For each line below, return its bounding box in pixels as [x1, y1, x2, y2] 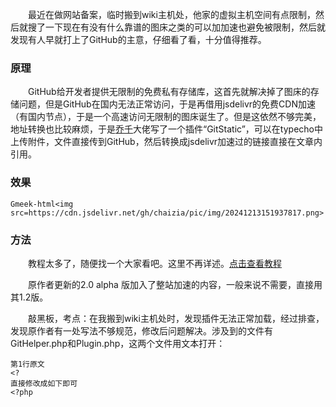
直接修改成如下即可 [10, 378, 78, 388]
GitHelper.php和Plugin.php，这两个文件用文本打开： [10, 337, 226, 349]
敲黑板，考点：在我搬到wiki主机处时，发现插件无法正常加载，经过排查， [28, 312, 325, 324]
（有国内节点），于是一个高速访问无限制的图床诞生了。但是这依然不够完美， [10, 111, 322, 123]
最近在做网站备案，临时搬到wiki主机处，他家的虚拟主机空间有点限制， [28, 9, 316, 20]
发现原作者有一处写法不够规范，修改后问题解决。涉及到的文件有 [10, 324, 273, 337]
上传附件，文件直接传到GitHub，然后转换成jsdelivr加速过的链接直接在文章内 [10, 136, 323, 148]
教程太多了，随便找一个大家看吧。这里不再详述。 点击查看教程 [28, 257, 282, 269]
